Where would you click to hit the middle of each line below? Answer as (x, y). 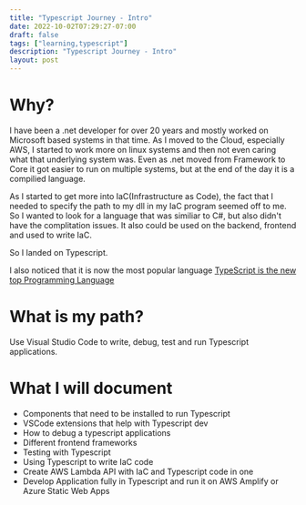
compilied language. (48, 178)
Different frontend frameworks (80, 442)
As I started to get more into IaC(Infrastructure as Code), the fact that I (142, 196)
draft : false (34, 35)
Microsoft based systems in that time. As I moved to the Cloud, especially (147, 140)
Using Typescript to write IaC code (88, 461)
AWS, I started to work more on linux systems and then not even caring (143, 149)
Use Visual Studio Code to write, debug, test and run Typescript (129, 341)
